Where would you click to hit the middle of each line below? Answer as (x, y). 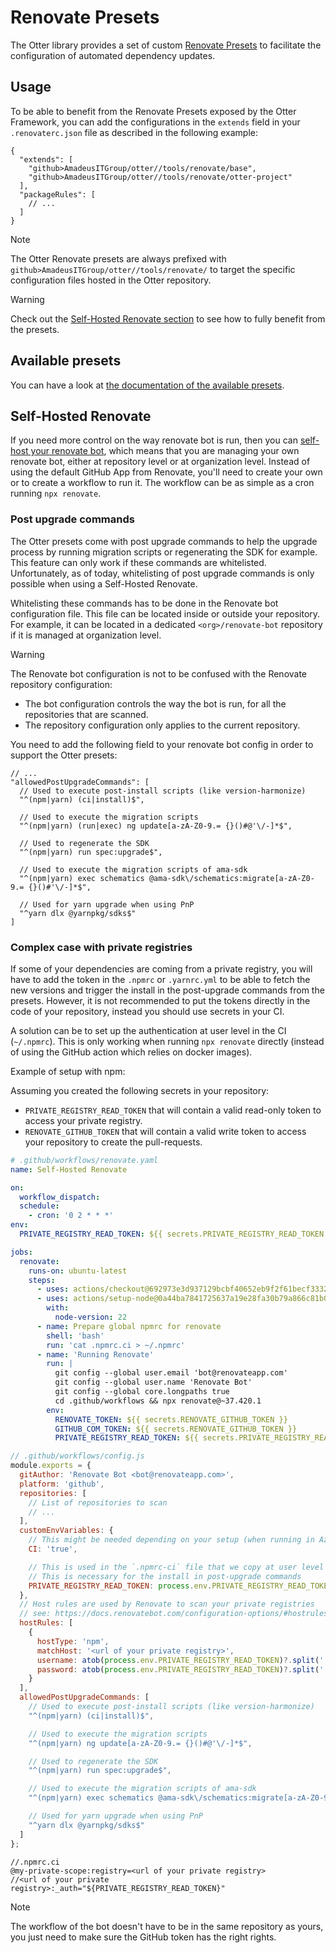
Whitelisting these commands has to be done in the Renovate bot (144, 603)
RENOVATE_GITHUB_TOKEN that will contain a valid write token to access (165, 1131)
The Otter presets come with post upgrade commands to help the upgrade (164, 541)
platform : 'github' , (62, 1484)
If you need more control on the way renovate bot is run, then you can (154, 440)
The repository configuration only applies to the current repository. (162, 725)
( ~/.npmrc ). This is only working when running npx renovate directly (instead (167, 1041)
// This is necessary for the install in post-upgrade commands (165, 1576)
